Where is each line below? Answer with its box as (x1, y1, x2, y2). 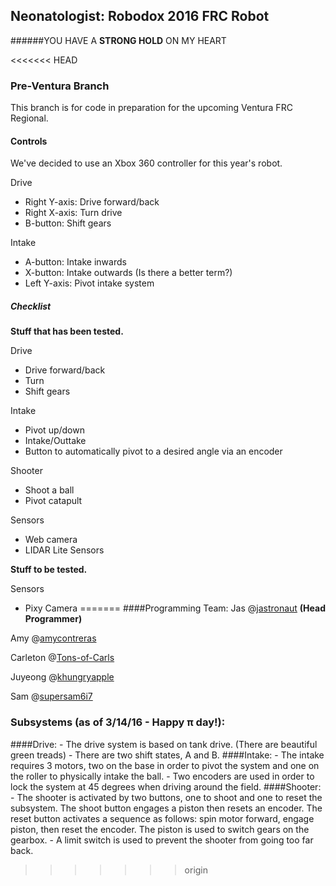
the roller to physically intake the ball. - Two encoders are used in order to (10, 770, 315, 782)
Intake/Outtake (24, 435, 87, 447)
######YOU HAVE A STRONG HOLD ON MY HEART (10, 34, 227, 46)
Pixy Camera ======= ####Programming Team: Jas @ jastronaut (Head (24, 602, 327, 614)
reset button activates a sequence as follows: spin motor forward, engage (10, 812, 315, 824)
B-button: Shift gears (24, 217, 112, 229)
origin (184, 864, 209, 876)
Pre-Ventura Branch (10, 79, 110, 93)
